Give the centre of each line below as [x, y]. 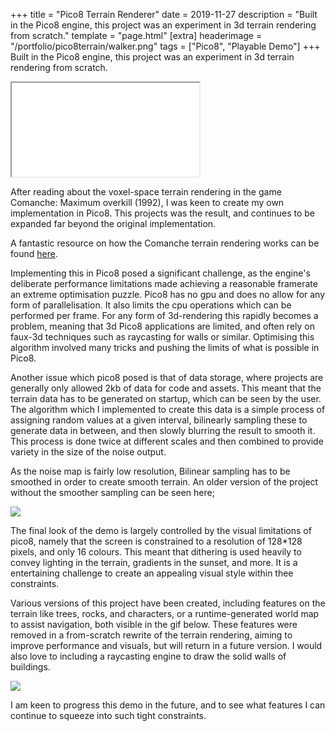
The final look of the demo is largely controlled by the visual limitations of [161, 530]
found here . [34, 253]
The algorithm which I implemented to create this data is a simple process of [168, 409]
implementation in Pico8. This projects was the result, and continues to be [163, 213]
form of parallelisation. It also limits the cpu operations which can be [151, 305]
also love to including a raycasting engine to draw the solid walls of [148, 656]
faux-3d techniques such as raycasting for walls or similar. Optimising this [162, 337]
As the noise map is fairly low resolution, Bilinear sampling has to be [150, 471]
